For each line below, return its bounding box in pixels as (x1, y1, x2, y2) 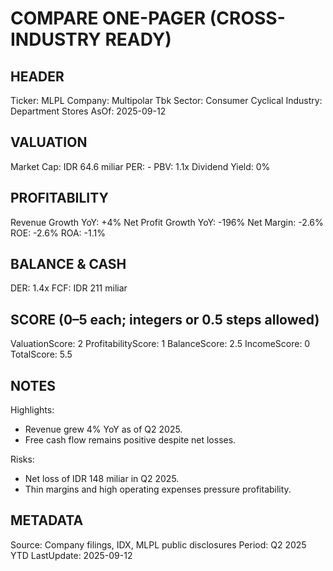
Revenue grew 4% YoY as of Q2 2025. (24, 423, 183, 436)
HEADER (10, 68, 65, 85)
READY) (104, 28, 172, 51)
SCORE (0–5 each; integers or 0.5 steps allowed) (10, 311, 320, 328)
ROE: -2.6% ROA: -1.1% (10, 227, 106, 239)
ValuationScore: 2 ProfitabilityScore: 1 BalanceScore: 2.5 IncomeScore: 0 (10, 338, 311, 350)
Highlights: (10, 404, 55, 416)
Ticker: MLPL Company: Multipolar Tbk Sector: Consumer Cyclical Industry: (10, 95, 323, 106)
